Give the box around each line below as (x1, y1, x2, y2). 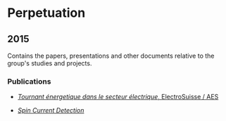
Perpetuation (7, 5, 86, 21)
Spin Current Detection (17, 106, 84, 115)
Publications (7, 76, 51, 86)
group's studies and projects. (7, 59, 92, 68)
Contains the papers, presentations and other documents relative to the (7, 51, 215, 60)
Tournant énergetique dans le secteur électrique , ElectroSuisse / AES (17, 93, 219, 101)
